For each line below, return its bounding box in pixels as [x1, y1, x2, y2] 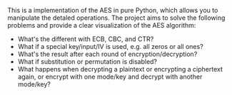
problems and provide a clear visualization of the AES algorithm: [7, 21, 196, 29]
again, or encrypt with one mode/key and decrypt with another [17, 72, 203, 81]
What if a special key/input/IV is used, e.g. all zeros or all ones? [17, 43, 203, 50]
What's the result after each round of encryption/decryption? [17, 50, 198, 58]
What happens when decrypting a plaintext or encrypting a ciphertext [17, 65, 223, 73]
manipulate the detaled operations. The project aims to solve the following [7, 13, 226, 22]
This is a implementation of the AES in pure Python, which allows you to [7, 6, 218, 14]
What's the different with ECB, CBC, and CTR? [17, 35, 154, 43]
